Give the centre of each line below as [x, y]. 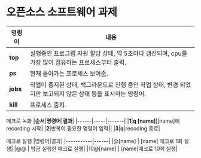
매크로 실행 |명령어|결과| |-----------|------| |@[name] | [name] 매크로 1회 [95, 141]
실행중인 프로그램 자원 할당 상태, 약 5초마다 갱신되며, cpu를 [108, 53]
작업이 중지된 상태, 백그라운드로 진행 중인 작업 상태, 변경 [104, 84]
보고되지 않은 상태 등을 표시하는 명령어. [95, 93]
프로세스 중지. [48, 105]
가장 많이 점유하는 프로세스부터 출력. [78, 62]
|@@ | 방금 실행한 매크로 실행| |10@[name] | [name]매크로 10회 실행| [96, 148]
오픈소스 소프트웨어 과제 [62, 12]
